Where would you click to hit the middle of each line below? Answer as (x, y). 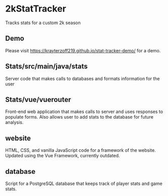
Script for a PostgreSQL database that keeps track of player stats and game (84, 183)
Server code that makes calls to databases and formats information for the (82, 78)
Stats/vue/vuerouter (38, 99)
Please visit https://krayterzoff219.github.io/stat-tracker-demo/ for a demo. (83, 50)
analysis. (14, 122)
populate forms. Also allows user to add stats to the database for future (79, 117)
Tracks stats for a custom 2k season (43, 23)
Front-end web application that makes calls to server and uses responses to (84, 112)
